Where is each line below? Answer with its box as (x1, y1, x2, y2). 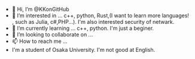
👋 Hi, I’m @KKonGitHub (11, 6, 70, 13)
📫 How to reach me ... (11, 38, 68, 45)
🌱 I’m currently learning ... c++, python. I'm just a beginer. (11, 24, 154, 32)
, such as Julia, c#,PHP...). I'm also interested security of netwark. (11, 18, 175, 25)
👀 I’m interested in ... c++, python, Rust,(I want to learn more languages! (11, 12, 190, 19)
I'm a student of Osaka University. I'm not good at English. (11, 46, 156, 53)
